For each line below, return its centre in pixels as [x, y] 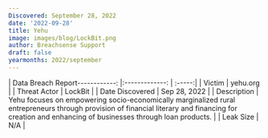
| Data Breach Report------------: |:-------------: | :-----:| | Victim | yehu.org [134, 83]
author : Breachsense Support [57, 45]
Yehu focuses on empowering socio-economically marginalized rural [122, 100]
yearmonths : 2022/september [55, 61]
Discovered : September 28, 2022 [62, 16]
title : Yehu [28, 30]
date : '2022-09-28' [41, 23]
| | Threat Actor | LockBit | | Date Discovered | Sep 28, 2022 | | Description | [134, 91]
